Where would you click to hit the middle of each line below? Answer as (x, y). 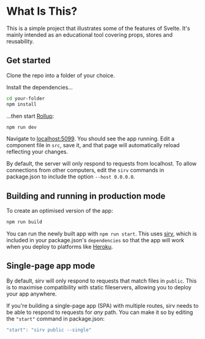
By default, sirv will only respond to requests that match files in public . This (102, 281)
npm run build (24, 222)
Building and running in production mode (86, 196)
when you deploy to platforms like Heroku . (60, 247)
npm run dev (21, 127)
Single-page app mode (51, 266)
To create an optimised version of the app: (60, 211)
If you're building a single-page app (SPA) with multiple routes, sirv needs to (102, 305)
